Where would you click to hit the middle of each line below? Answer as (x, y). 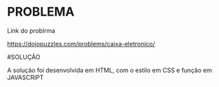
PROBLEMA (41, 12)
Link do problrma (31, 31)
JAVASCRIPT (25, 77)
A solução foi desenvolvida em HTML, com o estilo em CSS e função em (109, 70)
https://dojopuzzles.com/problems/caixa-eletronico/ (81, 43)
